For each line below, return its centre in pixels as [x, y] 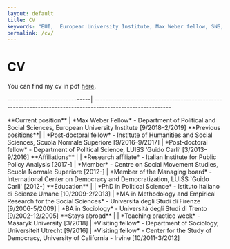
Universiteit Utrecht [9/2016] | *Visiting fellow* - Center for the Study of [109, 231]
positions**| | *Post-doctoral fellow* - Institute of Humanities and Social [110, 135]
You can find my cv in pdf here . [52, 86]
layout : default [30, 13]
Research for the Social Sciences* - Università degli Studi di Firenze [104, 201]
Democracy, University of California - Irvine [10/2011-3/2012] [94, 238]
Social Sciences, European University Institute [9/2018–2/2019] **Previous [114, 128]
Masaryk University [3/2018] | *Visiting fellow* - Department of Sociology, [113, 223]
